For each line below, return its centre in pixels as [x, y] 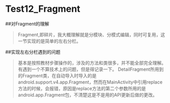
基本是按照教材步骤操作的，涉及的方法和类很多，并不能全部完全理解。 [92, 63]
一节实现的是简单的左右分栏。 [49, 41]
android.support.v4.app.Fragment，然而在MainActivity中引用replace [90, 82]
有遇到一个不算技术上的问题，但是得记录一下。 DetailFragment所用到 [91, 69]
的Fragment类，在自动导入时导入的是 [57, 75]
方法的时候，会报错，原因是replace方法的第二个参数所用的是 [82, 88]
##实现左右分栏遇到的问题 [33, 52]
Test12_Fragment [43, 9]
